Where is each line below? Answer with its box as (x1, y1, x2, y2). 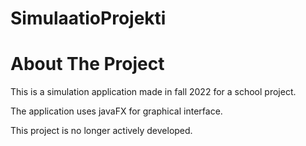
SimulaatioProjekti (10, 7, 167, 30)
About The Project (10, 53, 165, 76)
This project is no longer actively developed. (10, 125, 193, 137)
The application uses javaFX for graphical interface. (10, 105, 223, 117)
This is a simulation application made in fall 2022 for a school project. (10, 86, 297, 98)
